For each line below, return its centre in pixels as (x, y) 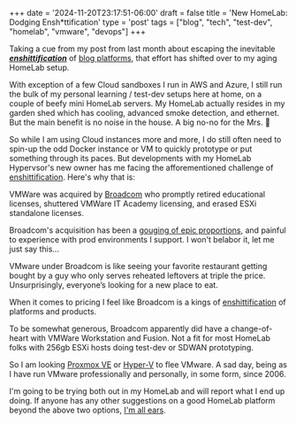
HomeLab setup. (39, 67)
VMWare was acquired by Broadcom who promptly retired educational (137, 194)
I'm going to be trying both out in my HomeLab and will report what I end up (147, 391)
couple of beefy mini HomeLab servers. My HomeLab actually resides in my (147, 104)
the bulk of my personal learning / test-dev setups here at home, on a (136, 94)
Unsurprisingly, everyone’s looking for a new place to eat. (114, 285)
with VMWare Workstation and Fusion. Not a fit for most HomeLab (151, 338)
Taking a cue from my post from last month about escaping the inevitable (142, 49)
